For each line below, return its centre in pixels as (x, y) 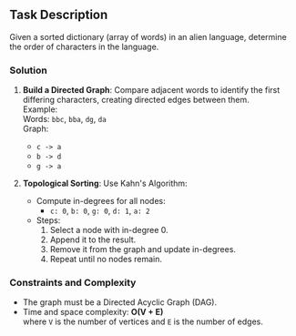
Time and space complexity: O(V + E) (93, 312)
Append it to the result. (93, 239)
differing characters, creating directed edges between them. (136, 100)
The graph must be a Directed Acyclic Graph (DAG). (120, 302)
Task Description (59, 15)
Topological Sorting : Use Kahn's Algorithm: (105, 183)
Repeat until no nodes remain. (106, 260)
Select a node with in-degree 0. (109, 230)
